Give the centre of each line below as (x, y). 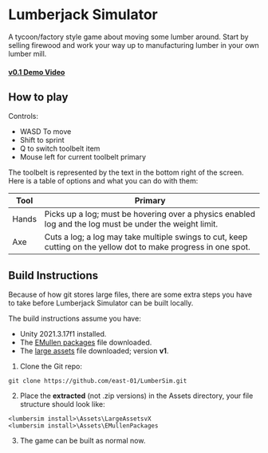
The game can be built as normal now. (83, 441)
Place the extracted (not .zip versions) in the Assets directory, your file (136, 396)
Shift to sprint (42, 140)
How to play (38, 97)
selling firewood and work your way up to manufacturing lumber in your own (134, 45)
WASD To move (45, 132)
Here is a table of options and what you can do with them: (103, 181)
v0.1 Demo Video (37, 72)
